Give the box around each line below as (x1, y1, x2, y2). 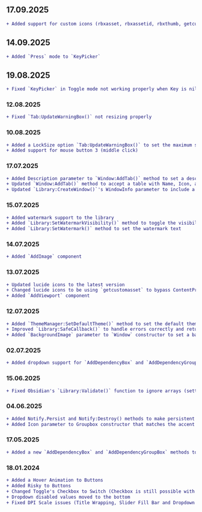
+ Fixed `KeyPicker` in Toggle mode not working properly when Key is (6, 86, 187, 92)
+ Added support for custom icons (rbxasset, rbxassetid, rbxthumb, (6, 20, 182, 27)
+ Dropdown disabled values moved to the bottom (6, 494, 130, 500)
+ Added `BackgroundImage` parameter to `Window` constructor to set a (6, 332, 189, 338)
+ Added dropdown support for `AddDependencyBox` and (6, 360, 144, 366)
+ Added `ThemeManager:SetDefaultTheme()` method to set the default (6, 320, 185, 327)
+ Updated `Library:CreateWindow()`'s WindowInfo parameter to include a (6, 187, 195, 193)
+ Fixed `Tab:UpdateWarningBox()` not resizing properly (6, 114, 152, 120)
